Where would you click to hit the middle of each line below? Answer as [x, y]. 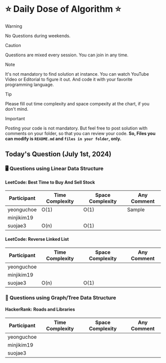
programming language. [30, 85]
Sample [136, 210]
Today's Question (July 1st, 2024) [58, 154]
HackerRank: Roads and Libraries [40, 310]
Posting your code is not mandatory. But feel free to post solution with [76, 128]
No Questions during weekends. [38, 36]
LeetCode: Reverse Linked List [37, 239]
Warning [14, 26]
